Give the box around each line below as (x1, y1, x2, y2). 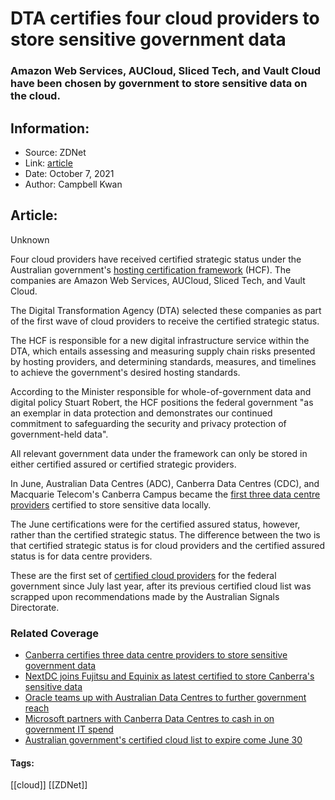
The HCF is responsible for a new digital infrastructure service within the (10, 334, 310, 346)
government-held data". (10, 428, 109, 440)
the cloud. (10, 89, 61, 103)
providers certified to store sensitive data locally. (10, 498, 212, 511)
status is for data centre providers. (10, 550, 153, 562)
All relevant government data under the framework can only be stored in (10, 447, 308, 459)
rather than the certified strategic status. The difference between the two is (10, 528, 321, 541)
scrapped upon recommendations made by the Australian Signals (10, 590, 280, 602)
